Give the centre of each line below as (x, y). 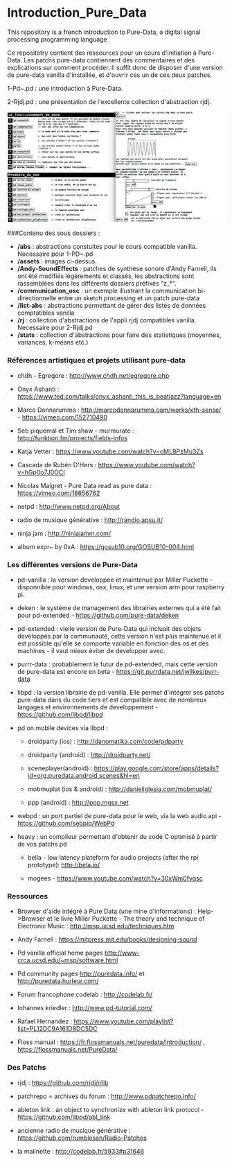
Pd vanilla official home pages (60, 953)
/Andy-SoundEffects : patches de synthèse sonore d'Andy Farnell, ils (117, 269)
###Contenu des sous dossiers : (54, 233)
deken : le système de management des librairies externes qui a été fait (119, 607)
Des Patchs (27, 1068)
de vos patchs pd (42, 844)
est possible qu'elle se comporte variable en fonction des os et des (113, 643)
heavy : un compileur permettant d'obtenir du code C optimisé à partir (117, 836)
